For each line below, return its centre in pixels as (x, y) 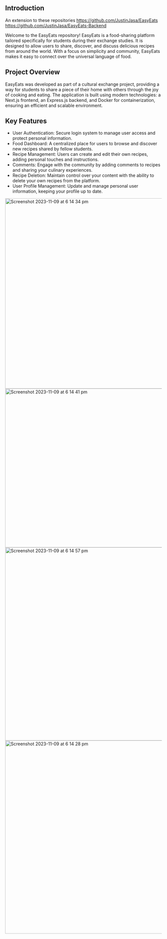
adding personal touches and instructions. (56, 160)
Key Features (26, 121)
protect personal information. (42, 138)
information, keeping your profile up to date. (57, 191)
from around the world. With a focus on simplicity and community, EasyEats (83, 51)
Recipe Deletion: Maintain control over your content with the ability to (83, 175)
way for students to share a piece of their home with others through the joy (82, 89)
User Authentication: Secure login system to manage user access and (84, 133)
